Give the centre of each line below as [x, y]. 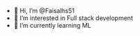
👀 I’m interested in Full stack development [73, 18]
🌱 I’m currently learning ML [52, 25]
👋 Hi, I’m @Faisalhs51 [44, 11]
